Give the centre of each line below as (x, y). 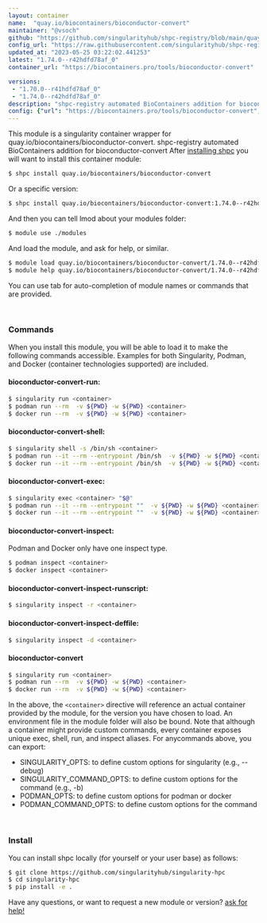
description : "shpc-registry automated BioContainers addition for (122, 104)
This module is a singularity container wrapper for (90, 134)
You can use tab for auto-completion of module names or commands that (128, 285)
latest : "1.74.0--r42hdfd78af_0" (64, 60)
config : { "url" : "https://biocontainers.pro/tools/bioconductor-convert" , (135, 111)
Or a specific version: (43, 189)
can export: (27, 747)
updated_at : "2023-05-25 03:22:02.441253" (79, 52)
